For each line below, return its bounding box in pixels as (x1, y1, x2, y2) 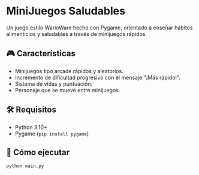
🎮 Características (6, 49, 76, 59)
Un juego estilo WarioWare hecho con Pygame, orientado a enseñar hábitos (6, 24, 193, 31)
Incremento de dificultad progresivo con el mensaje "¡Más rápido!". (14, 74, 181, 81)
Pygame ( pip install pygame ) (14, 130, 89, 137)
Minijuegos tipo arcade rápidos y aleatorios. (14, 67, 124, 74)
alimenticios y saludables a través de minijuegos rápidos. (6, 30, 147, 37)
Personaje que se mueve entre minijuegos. (14, 86, 120, 93)
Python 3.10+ (14, 123, 48, 131)
